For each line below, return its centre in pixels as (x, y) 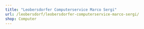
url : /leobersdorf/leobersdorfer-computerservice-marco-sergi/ (72, 14)
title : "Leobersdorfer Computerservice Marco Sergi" (61, 10)
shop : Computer (21, 19)
